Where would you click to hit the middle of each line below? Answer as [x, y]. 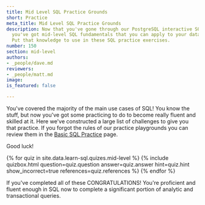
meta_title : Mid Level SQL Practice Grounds [64, 23]
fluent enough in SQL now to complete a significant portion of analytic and [100, 189]
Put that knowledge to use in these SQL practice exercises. [91, 40]
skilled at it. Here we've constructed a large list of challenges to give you [98, 121]
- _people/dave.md [30, 63]
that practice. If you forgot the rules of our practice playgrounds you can [97, 128]
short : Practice [27, 18]
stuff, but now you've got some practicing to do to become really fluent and [101, 115]
